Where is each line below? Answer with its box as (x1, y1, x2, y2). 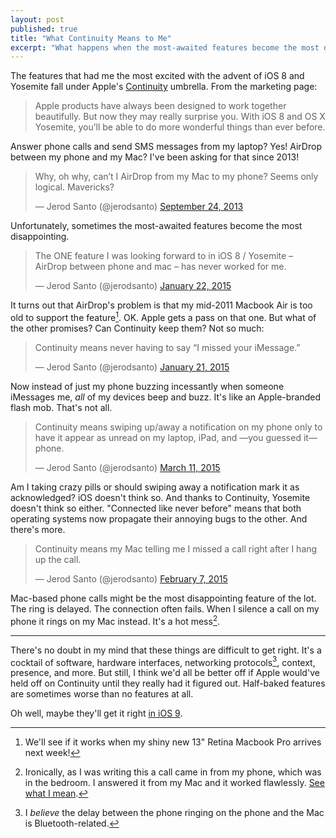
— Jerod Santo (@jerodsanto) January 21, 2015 (34, 361, 230, 373)
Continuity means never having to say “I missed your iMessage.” (34, 341, 301, 353)
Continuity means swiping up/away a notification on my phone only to (34, 421, 323, 433)
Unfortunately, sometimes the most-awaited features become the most (10, 220, 303, 232)
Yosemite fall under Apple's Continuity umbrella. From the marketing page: (10, 81, 318, 93)
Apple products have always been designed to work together (34, 100, 287, 112)
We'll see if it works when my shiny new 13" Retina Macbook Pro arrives (24, 736, 322, 748)
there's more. (10, 523, 66, 535)
